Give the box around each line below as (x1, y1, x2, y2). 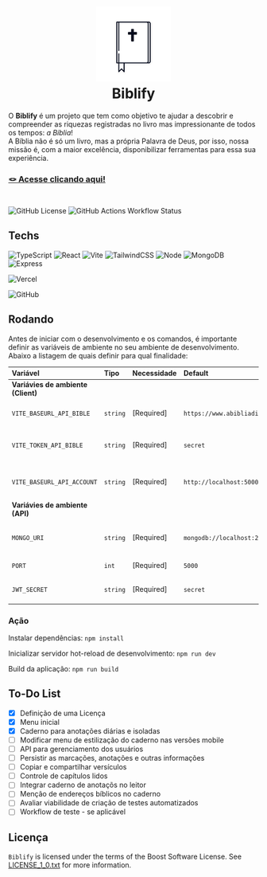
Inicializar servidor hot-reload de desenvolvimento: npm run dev (8, 648, 216, 658)
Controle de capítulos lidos (19, 771, 108, 781)
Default (183, 369, 209, 378)
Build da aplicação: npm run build (8, 664, 119, 673)
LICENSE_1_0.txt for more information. (8, 860, 132, 870)
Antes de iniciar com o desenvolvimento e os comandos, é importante (8, 334, 238, 343)
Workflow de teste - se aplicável (19, 807, 126, 816)
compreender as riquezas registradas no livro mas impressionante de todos (8, 119, 256, 129)
